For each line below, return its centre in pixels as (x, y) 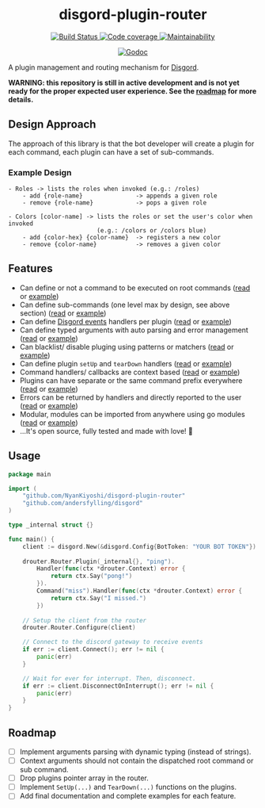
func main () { (32, 539)
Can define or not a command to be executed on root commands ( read (135, 288)
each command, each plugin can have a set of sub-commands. (111, 151)
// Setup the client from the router (85, 620)
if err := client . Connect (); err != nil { (93, 649)
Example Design (40, 172)
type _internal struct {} (51, 525)
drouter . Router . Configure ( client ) (79, 628)
